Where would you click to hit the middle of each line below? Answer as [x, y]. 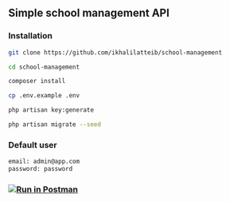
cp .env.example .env [44, 96]
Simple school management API [89, 13]
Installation [31, 36]
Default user [33, 145]
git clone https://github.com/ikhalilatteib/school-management [115, 52]
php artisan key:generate [51, 110]
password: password [41, 169]
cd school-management [44, 67]
